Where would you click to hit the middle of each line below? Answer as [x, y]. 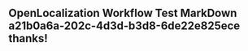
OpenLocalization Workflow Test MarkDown [123, 13]
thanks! [28, 38]
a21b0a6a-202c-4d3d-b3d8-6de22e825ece [124, 26]
